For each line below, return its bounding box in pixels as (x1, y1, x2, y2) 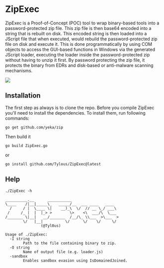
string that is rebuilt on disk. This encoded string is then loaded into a (5, 30, 147, 36)
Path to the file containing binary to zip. (23, 241, 117, 246)
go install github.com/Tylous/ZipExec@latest (5, 161, 101, 166)
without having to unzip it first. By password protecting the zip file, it (5, 57, 145, 63)
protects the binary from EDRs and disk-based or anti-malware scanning (5, 62, 154, 68)
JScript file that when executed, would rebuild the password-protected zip (5, 36, 158, 42)
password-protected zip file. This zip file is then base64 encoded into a (5, 25, 152, 31)
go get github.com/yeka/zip (5, 125, 64, 130)
